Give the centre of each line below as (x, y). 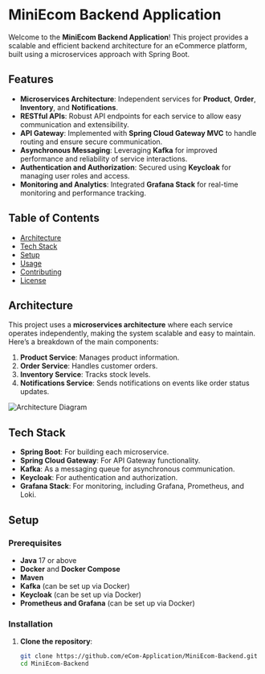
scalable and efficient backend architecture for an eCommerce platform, (128, 45)
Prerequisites (35, 543)
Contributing (41, 272)
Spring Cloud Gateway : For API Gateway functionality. (110, 461)
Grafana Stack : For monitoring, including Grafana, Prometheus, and (132, 486)
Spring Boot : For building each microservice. (94, 452)
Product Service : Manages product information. (100, 358)
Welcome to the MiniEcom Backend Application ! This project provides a (128, 37)
